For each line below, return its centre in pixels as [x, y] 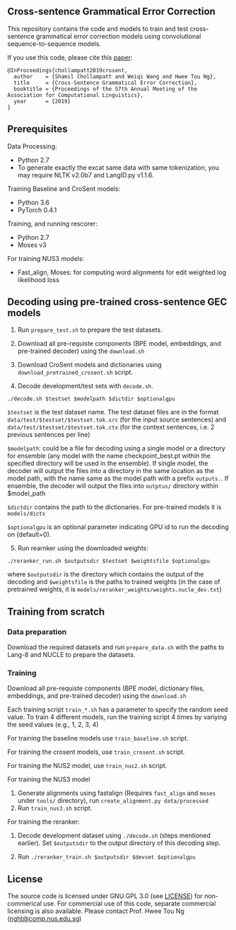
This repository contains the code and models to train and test [98, 28]
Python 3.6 [33, 202]
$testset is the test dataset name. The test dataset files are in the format [113, 412]
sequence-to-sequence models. [54, 43]
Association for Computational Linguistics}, [75, 95]
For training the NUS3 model [49, 779]
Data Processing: [33, 146]
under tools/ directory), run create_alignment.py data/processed [113, 801]
